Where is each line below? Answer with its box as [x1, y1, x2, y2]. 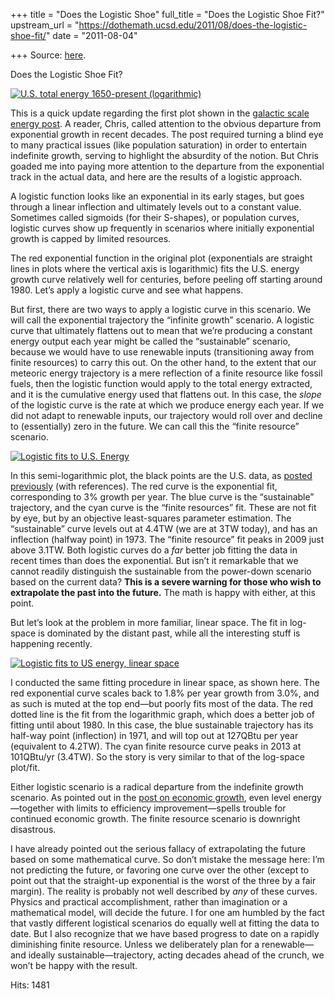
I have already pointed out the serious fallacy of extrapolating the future [10, 843, 306, 854]
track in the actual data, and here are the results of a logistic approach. [10, 171, 303, 183]
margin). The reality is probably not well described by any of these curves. [10, 885, 318, 897]
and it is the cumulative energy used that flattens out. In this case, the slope [10, 389, 322, 400]
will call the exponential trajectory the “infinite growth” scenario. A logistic [10, 314, 315, 326]
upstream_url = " [10, 19, 80, 31]
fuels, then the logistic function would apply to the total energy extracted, [10, 378, 313, 389]
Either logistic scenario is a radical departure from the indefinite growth [10, 781, 304, 793]
